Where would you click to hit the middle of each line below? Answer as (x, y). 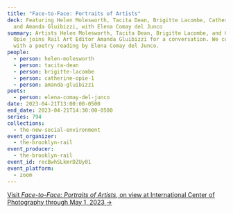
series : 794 (24, 117)
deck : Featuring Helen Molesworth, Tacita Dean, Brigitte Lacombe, (107, 20)
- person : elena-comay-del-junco (62, 98)
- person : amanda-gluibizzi (54, 85)
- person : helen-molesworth (54, 59)
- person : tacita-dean (46, 65)
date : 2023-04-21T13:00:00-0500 (54, 104)
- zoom (23, 175)
